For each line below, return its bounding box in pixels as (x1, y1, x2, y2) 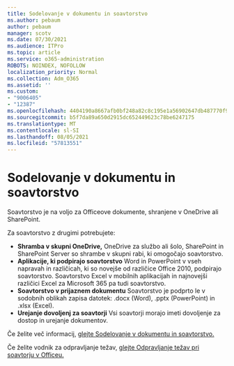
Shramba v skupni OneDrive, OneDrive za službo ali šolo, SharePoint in (17, 242, 224, 251)
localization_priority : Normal (7, 68, 98, 75)
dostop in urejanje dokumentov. (17, 317, 109, 325)
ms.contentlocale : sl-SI (7, 127, 79, 134)
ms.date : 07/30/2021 (7, 36, 68, 43)
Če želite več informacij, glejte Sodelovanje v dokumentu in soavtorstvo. (7, 330, 214, 338)
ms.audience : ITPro (7, 43, 64, 49)
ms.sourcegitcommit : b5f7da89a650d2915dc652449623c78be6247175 (7, 114, 195, 121)
